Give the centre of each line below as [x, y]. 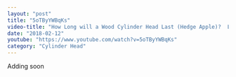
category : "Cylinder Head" [47, 46]
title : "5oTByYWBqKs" [39, 20]
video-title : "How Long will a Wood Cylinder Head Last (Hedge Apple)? [114, 27]
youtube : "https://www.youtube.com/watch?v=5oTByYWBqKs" [92, 40]
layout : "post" [29, 14]
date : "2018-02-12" [36, 33]
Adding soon [26, 66]
